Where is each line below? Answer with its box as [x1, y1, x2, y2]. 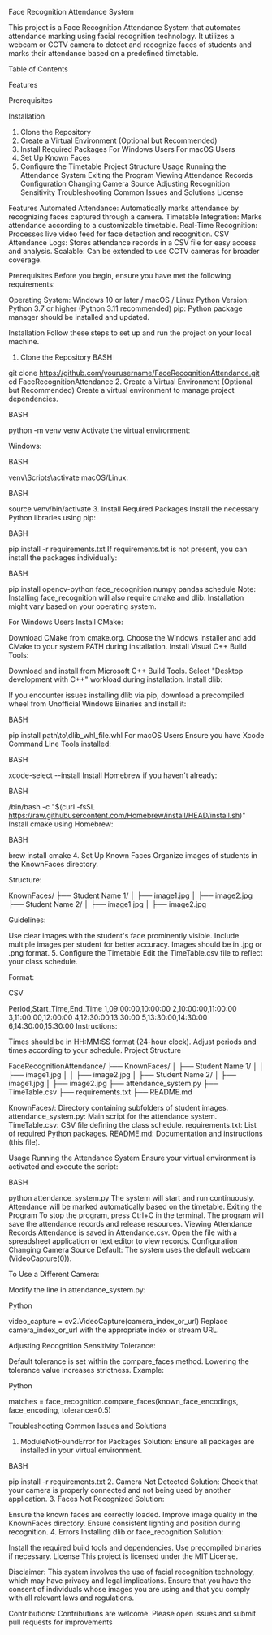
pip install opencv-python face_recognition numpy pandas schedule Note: [8, 585, 256, 593]
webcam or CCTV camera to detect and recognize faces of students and [8, 40, 252, 50]
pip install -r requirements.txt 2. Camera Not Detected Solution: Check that [8, 1477, 258, 1486]
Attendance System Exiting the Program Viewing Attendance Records [19, 170, 253, 179]
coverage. [8, 255, 42, 265]
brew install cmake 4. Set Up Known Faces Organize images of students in [8, 851, 257, 860]
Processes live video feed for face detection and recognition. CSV [8, 229, 230, 239]
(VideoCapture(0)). [8, 1253, 72, 1263]
